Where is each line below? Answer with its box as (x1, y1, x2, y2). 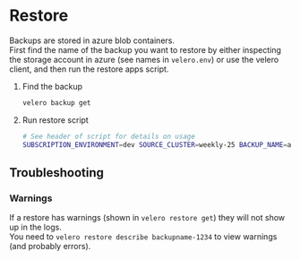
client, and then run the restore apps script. (9, 64, 169, 74)
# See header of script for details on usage (21, 132, 195, 141)
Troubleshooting (9, 165, 105, 180)
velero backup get (21, 98, 91, 108)
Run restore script (21, 114, 90, 126)
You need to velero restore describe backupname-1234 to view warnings (9, 231, 278, 242)
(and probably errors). (9, 241, 91, 252)
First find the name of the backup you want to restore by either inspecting (9, 44, 282, 55)
